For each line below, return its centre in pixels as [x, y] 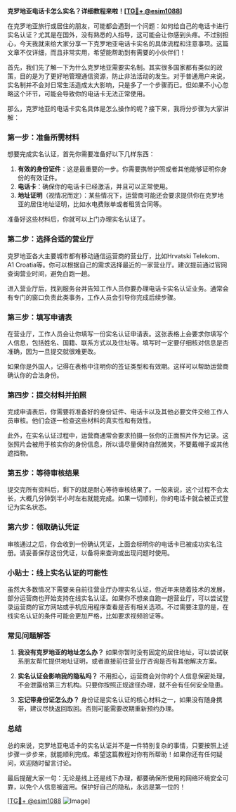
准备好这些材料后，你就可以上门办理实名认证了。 [78, 219]
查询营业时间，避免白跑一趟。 [50, 273]
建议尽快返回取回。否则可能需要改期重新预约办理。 [104, 709]
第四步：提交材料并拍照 [47, 395]
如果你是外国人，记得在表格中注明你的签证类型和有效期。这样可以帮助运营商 [118, 366]
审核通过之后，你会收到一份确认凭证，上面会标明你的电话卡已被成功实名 [112, 544]
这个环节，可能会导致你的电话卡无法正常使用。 [81, 94]
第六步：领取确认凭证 [43, 527]
